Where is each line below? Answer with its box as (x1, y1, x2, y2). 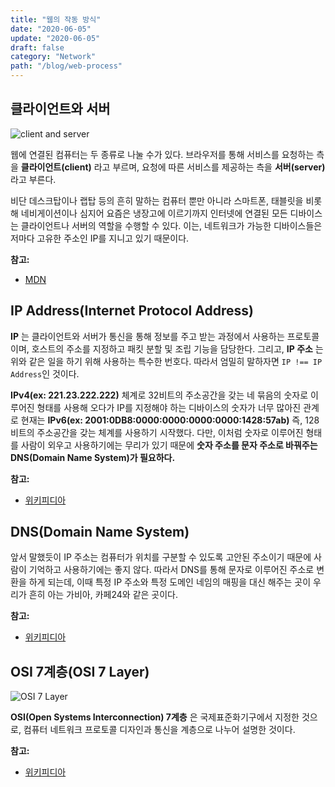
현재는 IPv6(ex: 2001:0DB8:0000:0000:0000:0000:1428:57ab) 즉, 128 (20, 414, 320, 426)
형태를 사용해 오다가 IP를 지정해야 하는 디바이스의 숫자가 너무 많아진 (36, 401, 302, 413)
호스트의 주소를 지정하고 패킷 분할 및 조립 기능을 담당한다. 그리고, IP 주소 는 (31, 342, 324, 355)
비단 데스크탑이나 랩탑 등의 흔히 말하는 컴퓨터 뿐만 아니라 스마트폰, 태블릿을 (10, 194, 304, 206)
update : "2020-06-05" (10, 33, 101, 43)
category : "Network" (10, 52, 97, 62)
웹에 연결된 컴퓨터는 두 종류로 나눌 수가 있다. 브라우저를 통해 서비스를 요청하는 (10, 148, 315, 160)
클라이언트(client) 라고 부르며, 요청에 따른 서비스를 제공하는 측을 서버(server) (20, 161, 326, 173)
